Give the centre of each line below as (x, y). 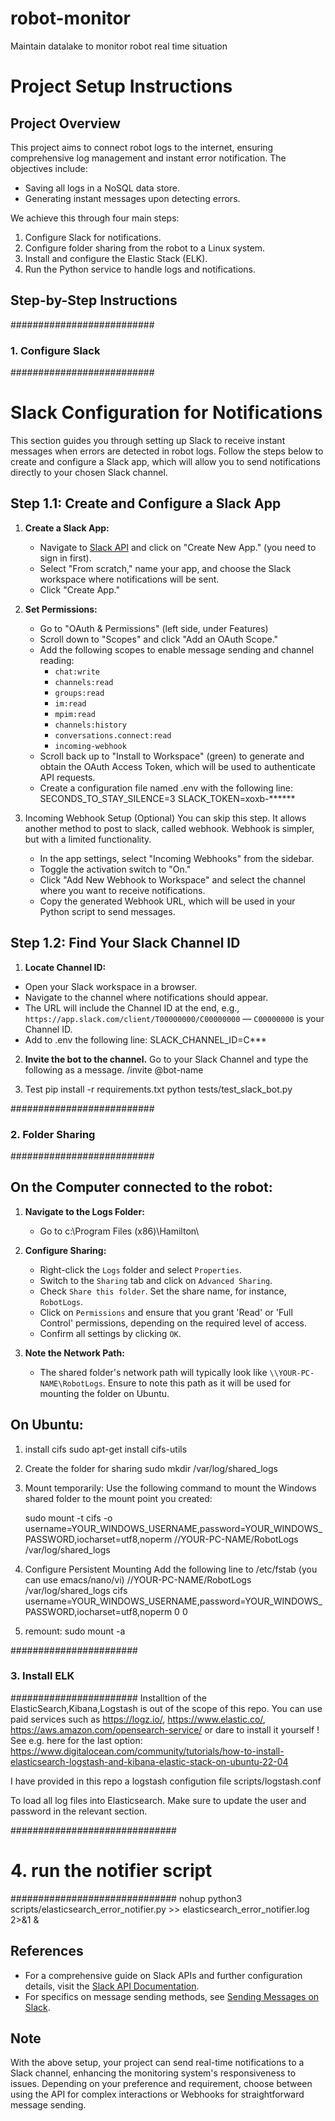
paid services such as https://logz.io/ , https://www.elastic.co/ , (138, 1719)
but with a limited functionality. (88, 839)
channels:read (84, 682)
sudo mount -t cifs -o (68, 1518)
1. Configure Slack (55, 350)
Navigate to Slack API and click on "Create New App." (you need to (178, 547)
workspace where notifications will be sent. (129, 579)
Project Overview (65, 123)
